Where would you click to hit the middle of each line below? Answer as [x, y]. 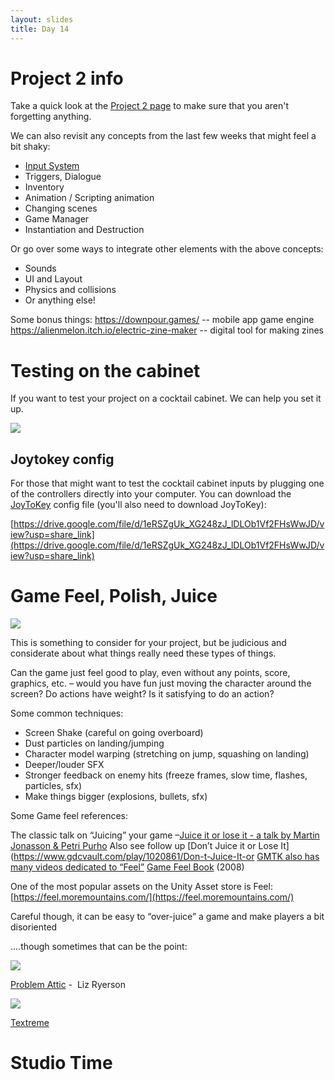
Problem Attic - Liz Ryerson [68, 985]
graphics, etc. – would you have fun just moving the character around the [161, 683]
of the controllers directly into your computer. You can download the [151, 494]
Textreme [30, 1023]
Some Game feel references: [69, 816]
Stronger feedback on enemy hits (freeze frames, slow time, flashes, [166, 775]
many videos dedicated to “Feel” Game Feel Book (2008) [127, 867]
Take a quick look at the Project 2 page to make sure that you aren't [150, 106]
